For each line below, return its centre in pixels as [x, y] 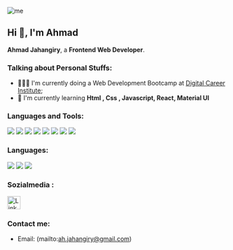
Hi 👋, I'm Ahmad [43, 33]
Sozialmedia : [31, 184]
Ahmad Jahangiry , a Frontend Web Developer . [76, 50]
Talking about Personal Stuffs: [60, 68]
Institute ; [30, 90]
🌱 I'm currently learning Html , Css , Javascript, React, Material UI [113, 98]
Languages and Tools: [45, 116]
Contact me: [29, 223]
